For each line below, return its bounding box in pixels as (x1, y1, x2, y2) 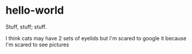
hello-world (5, 4, 65, 17)
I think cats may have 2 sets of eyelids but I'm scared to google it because (5, 34, 187, 42)
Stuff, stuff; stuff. (5, 23, 47, 30)
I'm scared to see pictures (5, 41, 69, 48)
